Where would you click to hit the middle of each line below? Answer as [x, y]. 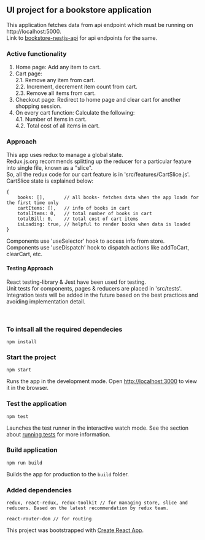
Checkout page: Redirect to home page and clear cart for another [98, 100]
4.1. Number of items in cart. [51, 120]
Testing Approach [30, 268]
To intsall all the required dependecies [64, 329]
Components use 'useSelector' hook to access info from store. [86, 241]
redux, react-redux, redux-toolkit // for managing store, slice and [97, 503]
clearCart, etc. [25, 254]
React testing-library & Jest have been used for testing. [76, 282]
